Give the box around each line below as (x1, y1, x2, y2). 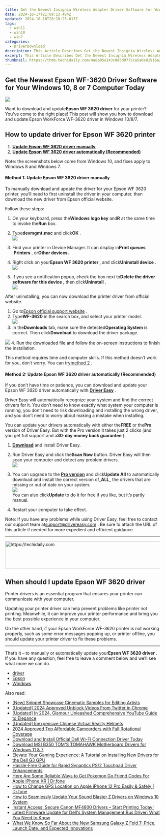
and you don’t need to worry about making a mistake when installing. (5, 413, 145, 418)
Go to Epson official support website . (12, 308, 87, 314)
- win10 (9, 30, 26, 35)
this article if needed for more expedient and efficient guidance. (5, 527, 134, 533)
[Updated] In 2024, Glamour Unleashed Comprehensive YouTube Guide (12, 710, 158, 716)
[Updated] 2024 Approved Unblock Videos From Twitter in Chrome (12, 705, 148, 711)
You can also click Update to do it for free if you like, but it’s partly (12, 492, 145, 498)
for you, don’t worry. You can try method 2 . (5, 360, 92, 366)
